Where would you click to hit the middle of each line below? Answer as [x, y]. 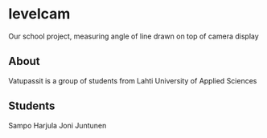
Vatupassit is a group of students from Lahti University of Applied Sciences [133, 80]
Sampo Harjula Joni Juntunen [58, 125]
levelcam [39, 14]
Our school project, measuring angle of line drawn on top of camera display [133, 36]
